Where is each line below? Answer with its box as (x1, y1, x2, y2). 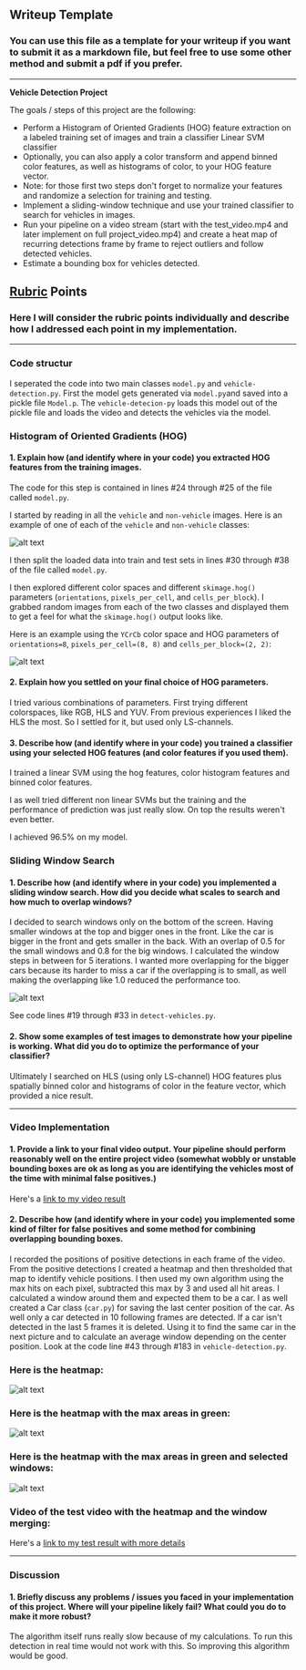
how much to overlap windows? (9, 896, 132, 907)
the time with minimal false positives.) (9, 1173, 157, 1184)
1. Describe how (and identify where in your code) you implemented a (9, 877, 278, 888)
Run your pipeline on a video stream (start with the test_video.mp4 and (22, 219, 289, 230)
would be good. (9, 1650, 68, 1662)
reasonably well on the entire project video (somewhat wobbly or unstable (9, 1153, 297, 1165)
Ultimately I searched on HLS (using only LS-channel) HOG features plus (9, 1070, 282, 1081)
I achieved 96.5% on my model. (9, 831, 128, 842)
